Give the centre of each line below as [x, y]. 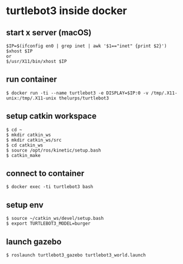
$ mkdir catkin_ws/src [34, 140]
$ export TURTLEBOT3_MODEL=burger [49, 224]
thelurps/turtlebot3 [84, 98]
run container [31, 80]
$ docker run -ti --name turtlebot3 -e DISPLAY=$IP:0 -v [77, 93]
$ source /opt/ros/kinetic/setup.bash [54, 150]
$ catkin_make [24, 155]
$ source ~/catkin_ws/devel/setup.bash [55, 219]
